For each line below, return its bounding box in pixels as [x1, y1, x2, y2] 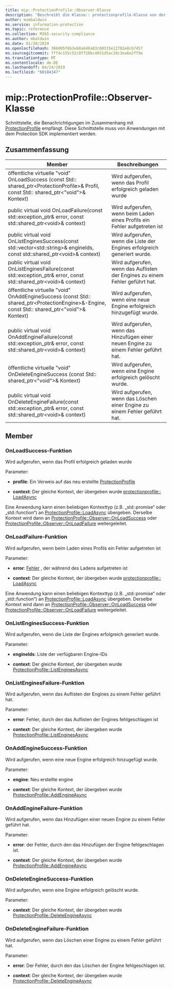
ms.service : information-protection [5, 22, 83, 27]
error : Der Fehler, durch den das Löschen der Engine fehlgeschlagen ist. [12, 962, 165, 968]
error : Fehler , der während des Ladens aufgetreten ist [12, 565, 128, 571]
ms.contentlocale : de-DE [5, 60, 58, 65]
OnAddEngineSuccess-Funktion [5, 745, 88, 752]
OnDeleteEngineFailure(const [8, 398, 79, 405]
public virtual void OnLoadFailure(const [8, 207, 103, 214]
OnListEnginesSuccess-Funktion [5, 619, 90, 627]
